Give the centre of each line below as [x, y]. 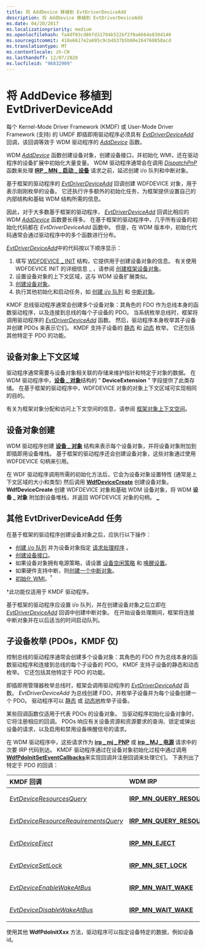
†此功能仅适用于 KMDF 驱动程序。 [49, 591]
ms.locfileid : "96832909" [39, 63]
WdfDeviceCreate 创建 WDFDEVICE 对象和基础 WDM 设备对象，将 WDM [99, 490]
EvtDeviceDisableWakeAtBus [51, 910]
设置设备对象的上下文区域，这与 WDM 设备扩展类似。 [83, 276]
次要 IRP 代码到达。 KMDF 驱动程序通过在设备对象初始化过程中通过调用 [97, 750]
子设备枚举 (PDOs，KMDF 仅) [62, 641]
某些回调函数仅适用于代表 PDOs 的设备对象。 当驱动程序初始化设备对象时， [102, 714]
